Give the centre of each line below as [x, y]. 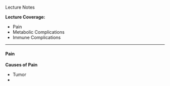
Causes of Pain [22, 65]
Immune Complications [36, 37]
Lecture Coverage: [25, 17]
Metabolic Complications [38, 32]
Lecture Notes [20, 7]
